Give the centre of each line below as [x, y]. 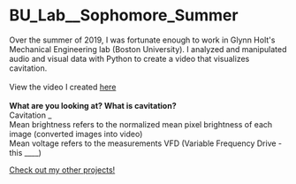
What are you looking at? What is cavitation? [93, 105]
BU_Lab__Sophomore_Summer [124, 15]
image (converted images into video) [76, 134]
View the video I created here [63, 87]
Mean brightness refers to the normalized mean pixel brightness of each [141, 124]
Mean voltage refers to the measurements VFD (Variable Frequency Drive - [146, 143]
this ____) [26, 152]
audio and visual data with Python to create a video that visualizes [129, 58]
